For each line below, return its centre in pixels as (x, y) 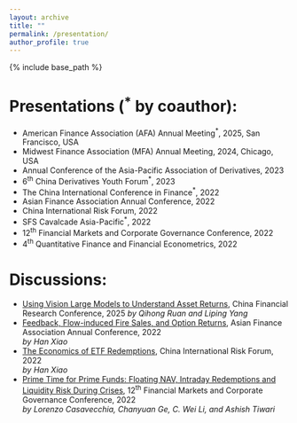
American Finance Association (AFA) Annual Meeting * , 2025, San (141, 132)
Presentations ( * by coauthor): (123, 105)
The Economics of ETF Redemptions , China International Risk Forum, (148, 351)
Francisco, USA (51, 142)
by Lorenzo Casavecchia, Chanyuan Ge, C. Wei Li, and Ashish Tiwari (148, 410)
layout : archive (39, 17)
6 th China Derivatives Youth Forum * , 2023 (98, 180)
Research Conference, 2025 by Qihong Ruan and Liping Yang (135, 313)
